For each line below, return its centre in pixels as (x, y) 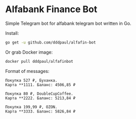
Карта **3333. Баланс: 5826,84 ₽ (40, 111)
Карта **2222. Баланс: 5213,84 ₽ (40, 98)
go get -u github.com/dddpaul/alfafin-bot (51, 42)
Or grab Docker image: (29, 52)
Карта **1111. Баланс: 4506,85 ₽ (40, 85)
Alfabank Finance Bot (51, 9)
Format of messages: (27, 71)
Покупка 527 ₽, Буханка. (31, 80)
